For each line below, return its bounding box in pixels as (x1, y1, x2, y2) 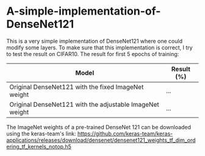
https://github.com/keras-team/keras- (77, 130, 173, 137)
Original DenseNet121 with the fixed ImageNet (9, 82, 144, 91)
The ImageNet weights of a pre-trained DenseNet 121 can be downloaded (6, 123, 191, 130)
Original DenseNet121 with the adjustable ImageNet (9, 100, 160, 108)
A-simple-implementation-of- (6, 4, 161, 18)
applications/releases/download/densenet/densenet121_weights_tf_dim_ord (6, 136, 196, 144)
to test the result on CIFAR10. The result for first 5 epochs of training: (6, 50, 179, 57)
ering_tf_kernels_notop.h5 (6, 143, 72, 150)
